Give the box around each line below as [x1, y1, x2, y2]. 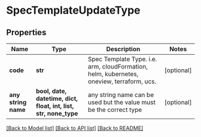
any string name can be [87, 91, 154, 99]
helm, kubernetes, [87, 70, 139, 78]
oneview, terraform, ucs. [87, 77, 157, 85]
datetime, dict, [35, 95, 78, 102]
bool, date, [35, 87, 67, 95]
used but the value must [87, 98, 156, 106]
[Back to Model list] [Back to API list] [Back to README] [6, 124, 144, 132]
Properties [6, 27, 47, 38]
